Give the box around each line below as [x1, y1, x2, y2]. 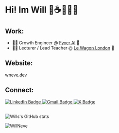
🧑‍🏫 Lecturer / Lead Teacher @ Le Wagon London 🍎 [12, 45, 115, 50]
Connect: [5, 86, 34, 94]
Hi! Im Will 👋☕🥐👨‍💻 [5, 4, 79, 16]
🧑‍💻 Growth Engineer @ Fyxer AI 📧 [12, 40, 80, 46]
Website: [5, 59, 33, 67]
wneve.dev [5, 72, 27, 78]
